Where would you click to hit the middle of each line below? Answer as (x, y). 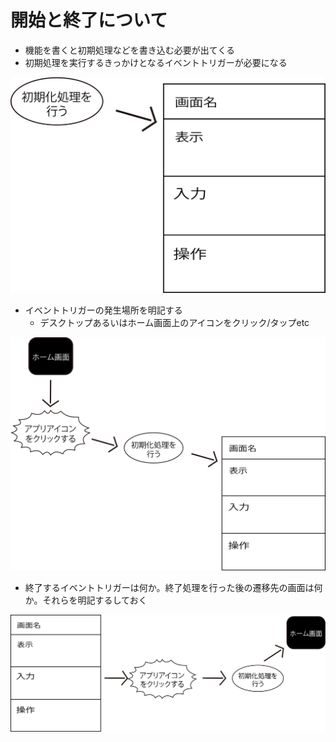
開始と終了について (89, 20)
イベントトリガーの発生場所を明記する (103, 310)
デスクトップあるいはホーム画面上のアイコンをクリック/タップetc (174, 322)
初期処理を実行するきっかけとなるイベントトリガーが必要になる (156, 62)
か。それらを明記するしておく (86, 600)
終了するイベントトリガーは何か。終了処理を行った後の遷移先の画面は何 (173, 588)
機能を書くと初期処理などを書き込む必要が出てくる (130, 50)
